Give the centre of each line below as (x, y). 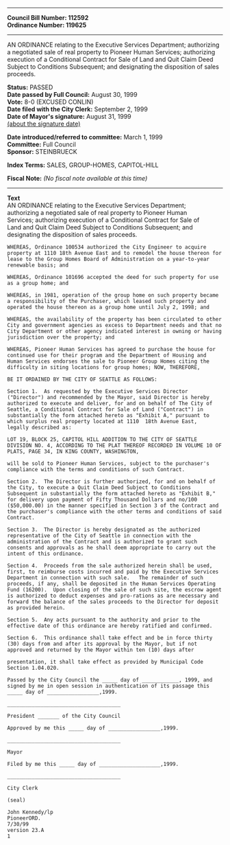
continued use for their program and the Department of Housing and (107, 355)
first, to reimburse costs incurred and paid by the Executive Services (113, 572)
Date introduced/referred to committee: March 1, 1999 (85, 137)
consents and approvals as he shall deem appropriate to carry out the (111, 548)
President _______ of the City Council (64, 716)
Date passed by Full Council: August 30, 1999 (73, 94)
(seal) (16, 800)
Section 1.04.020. (33, 668)
